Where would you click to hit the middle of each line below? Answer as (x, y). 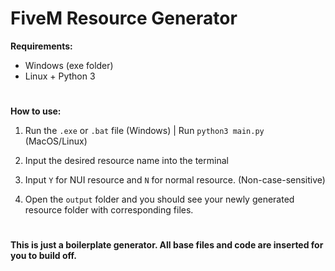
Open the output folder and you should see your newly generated (159, 199)
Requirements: (41, 46)
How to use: (36, 111)
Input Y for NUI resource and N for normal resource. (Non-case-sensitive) (175, 180)
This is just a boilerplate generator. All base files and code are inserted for (167, 245)
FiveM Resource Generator (124, 18)
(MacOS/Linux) (56, 141)
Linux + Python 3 (60, 76)
